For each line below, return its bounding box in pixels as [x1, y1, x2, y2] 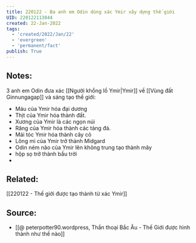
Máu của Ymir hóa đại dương [15, 105, 87, 112]
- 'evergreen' [12, 37, 47, 43]
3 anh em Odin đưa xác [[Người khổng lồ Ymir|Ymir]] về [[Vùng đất [6, 87, 174, 94]
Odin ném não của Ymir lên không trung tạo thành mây [15, 144, 152, 151]
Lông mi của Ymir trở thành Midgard [15, 137, 106, 144]
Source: [6, 207, 37, 218]
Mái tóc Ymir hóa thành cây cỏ [15, 131, 92, 138]
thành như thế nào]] [15, 230, 65, 238]
